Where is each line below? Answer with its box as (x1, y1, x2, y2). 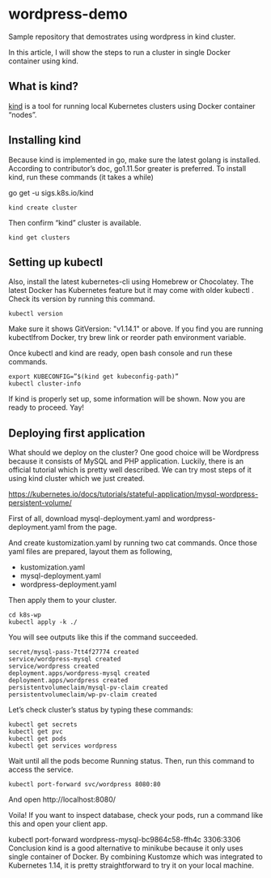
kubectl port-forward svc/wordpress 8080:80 (8, 781, 161, 789)
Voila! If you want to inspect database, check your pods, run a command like (8, 811, 264, 820)
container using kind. (8, 56, 79, 66)
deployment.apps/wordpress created (8, 677, 129, 685)
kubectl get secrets (8, 721, 78, 729)
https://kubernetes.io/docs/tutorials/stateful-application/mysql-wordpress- (8, 489, 259, 499)
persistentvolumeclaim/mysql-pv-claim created (8, 683, 168, 692)
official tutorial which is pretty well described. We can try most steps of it (8, 465, 252, 475)
